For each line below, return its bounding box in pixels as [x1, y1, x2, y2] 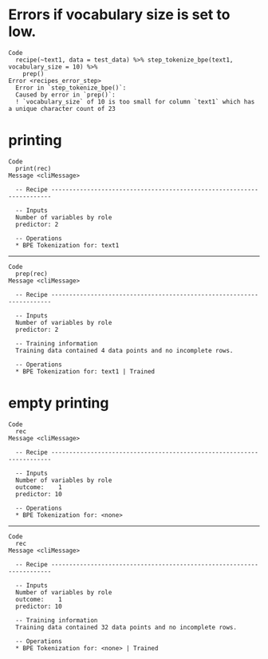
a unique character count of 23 [8, 105, 116, 112]
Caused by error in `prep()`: [15, 90, 116, 99]
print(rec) [15, 164, 52, 172]
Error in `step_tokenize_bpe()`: [15, 84, 127, 92]
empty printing [8, 394, 109, 412]
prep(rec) [15, 270, 48, 278]
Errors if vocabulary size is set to [8, 6, 231, 24]
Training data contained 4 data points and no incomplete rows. [15, 346, 234, 354]
